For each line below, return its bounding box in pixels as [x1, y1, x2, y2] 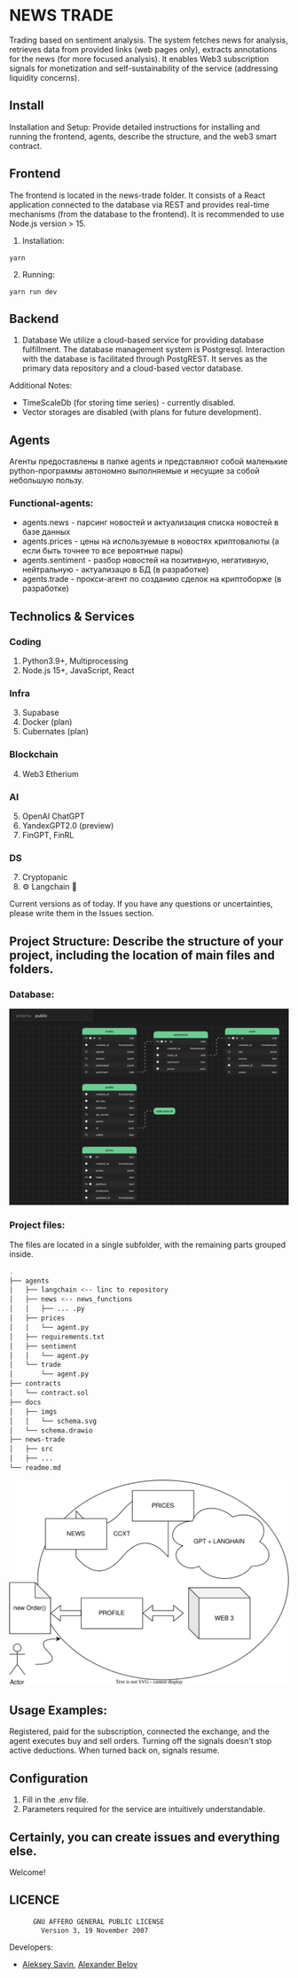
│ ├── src [9, 1445, 53, 1454]
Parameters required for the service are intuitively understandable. [21, 1804, 266, 1815]
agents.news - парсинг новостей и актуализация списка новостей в [21, 517, 279, 528]
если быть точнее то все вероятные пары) [21, 546, 184, 556]
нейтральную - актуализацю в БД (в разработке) [21, 564, 209, 575]
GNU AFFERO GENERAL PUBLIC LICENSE [32, 1917, 165, 1926]
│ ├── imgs [9, 1407, 58, 1416]
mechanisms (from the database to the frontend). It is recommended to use [9, 208, 285, 219]
